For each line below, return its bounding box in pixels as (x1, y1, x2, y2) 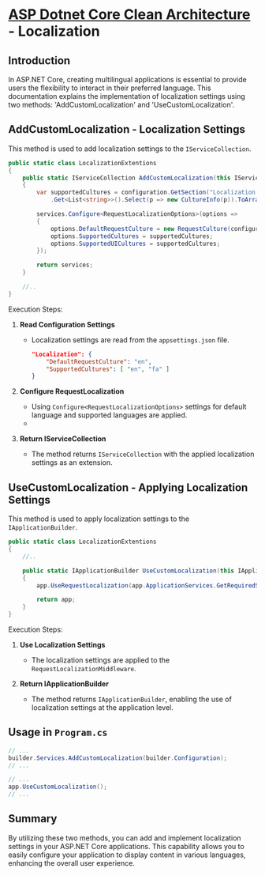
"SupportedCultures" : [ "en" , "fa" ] (46, 365, 170, 373)
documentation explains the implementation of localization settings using (8, 92, 246, 100)
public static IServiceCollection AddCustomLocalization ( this (22, 174, 231, 182)
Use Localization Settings (19, 640, 106, 649)
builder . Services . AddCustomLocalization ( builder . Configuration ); (8, 753, 227, 762)
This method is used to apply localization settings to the (8, 514, 190, 523)
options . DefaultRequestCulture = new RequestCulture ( (50, 225, 231, 232)
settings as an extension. (31, 458, 113, 467)
